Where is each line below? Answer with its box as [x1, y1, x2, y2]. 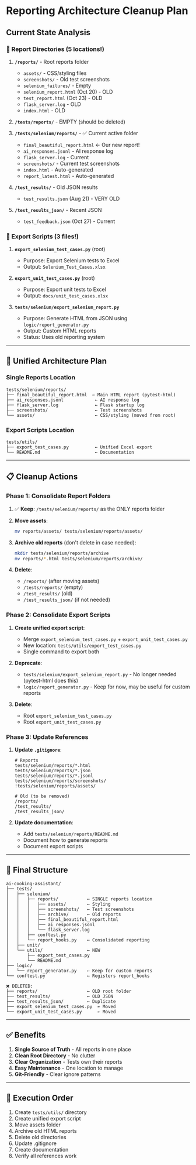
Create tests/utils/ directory [14, 1108, 87, 1116]
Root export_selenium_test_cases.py [23, 712, 112, 719]
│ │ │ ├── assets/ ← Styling [6, 901, 111, 907]
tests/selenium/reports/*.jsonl [14, 773, 93, 779]
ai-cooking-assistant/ [6, 880, 61, 886]
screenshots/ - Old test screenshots [23, 76, 110, 83]
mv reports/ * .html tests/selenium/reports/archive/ [14, 556, 143, 561]
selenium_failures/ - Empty [23, 82, 92, 89]
